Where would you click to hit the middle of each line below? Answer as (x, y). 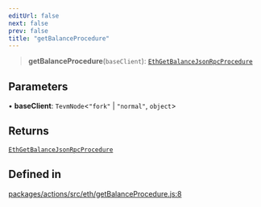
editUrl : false (34, 16)
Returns (29, 131)
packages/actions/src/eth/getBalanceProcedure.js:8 (95, 193)
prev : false (28, 31)
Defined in (35, 174)
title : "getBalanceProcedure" (59, 38)
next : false (28, 23)
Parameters (38, 87)
